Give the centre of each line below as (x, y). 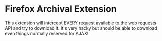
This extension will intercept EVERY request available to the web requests (81, 23)
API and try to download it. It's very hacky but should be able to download (81, 28)
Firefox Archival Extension (61, 9)
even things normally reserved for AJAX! (47, 33)
